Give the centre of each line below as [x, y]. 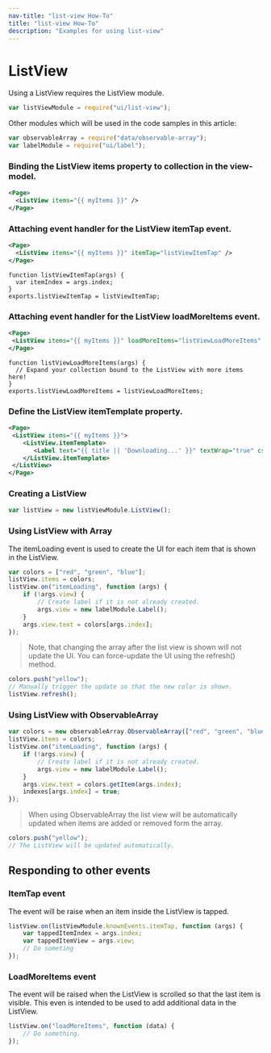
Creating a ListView [48, 494]
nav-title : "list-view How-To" [61, 16]
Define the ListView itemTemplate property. [96, 411]
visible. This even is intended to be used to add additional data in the [122, 1003]
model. [22, 176]
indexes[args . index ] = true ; [72, 792]
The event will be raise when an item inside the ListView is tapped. [119, 911]
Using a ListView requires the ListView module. [86, 93]
